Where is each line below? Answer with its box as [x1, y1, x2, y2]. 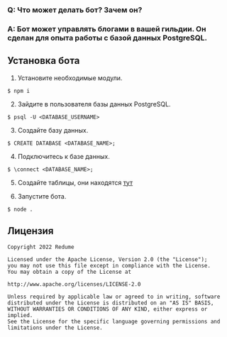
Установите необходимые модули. [17, 73, 123, 82]
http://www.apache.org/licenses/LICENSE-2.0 [7, 281, 141, 288]
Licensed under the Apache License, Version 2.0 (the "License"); [7, 256, 208, 263]
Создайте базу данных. [17, 126, 89, 134]
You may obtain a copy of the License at [7, 268, 132, 276]
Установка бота [7, 55, 80, 67]
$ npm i [7, 87, 31, 94]
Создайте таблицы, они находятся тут [17, 178, 133, 187]
